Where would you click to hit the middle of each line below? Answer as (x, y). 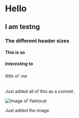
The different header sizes (37, 41)
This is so (15, 53)
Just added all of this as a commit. (40, 91)
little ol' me (16, 76)
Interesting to (19, 63)
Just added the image (27, 110)
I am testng (23, 27)
